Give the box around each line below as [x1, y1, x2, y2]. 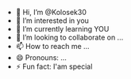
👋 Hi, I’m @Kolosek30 [15, 8, 87, 17]
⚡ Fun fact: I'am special [15, 62, 93, 71]
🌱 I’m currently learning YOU [15, 24, 110, 33]
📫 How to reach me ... [15, 42, 90, 51]
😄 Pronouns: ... [15, 53, 67, 62]
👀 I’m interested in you [15, 16, 90, 25]
